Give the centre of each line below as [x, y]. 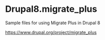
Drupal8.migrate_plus [51, 9]
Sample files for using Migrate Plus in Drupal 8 [53, 23]
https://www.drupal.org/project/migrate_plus [51, 32]
